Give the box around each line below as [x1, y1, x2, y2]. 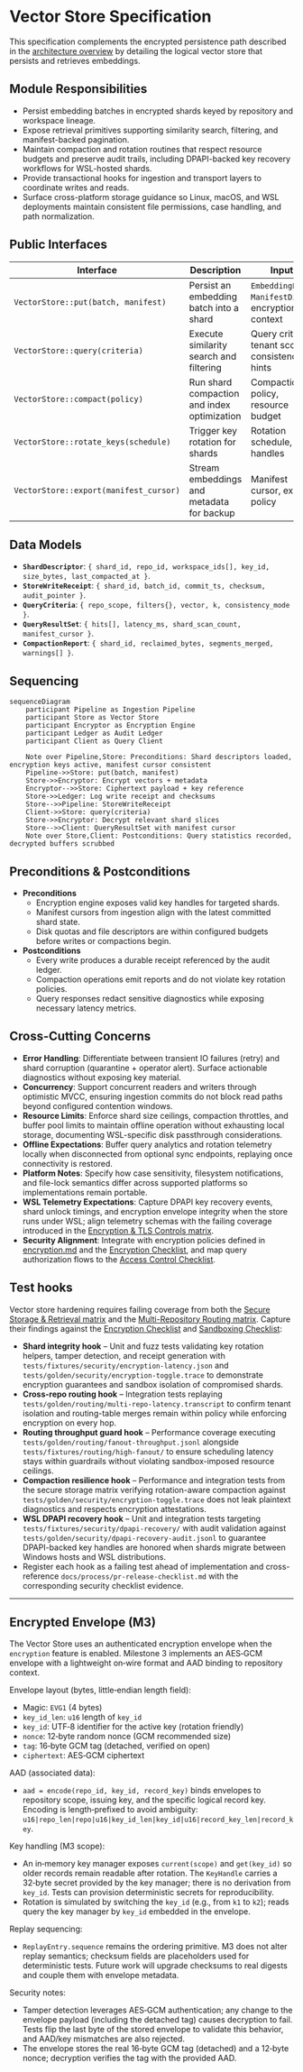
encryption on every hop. [22, 1417, 117, 1428]
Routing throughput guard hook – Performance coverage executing [22, 1426, 276, 1437]
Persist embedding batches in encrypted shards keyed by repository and [22, 105, 294, 116]
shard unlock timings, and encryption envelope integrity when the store [22, 1206, 289, 1216]
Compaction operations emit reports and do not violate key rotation [35, 974, 286, 985]
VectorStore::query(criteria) [14, 345, 144, 355]
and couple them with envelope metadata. [22, 1970, 179, 1981]
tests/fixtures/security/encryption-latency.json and [22, 1360, 229, 1371]
